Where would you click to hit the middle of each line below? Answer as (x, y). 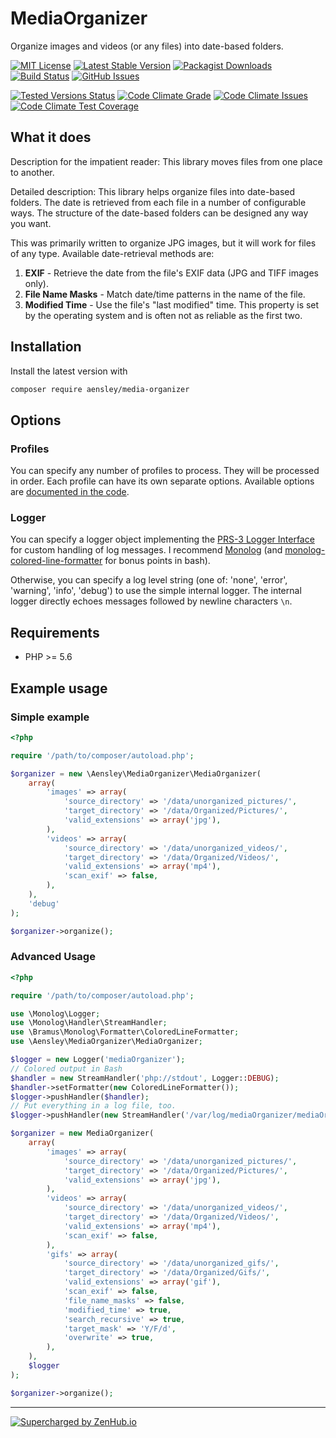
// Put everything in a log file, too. (93, 1106)
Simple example (50, 717)
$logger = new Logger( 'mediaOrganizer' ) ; (98, 1060)
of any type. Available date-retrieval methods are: (112, 253)
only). (36, 283)
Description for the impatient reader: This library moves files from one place (166, 161)
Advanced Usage (53, 957)
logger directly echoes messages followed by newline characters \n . (151, 601)
